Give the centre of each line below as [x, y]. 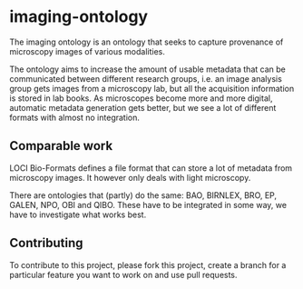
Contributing [46, 243]
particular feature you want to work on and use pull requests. [123, 274]
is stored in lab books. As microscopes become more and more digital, [141, 98]
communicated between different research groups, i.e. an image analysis [146, 78]
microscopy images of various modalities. [87, 51]
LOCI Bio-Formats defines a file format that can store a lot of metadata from [151, 168]
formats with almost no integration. [75, 117]
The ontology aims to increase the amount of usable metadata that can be [147, 69]
